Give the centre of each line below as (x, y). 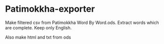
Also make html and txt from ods (38, 37)
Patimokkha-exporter (50, 9)
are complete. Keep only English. (38, 27)
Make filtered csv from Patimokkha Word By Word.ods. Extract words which (82, 22)
